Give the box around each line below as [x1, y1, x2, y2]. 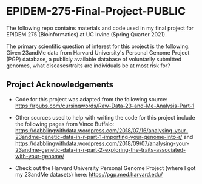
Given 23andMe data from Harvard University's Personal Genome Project [6, 49, 190, 56]
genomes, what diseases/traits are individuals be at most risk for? [6, 62, 171, 69]
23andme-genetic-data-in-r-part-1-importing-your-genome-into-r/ [15, 133, 183, 140]
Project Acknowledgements [6, 80, 114, 90]
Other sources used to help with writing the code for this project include [15, 114, 195, 121]
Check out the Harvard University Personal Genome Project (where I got [15, 164, 196, 171]
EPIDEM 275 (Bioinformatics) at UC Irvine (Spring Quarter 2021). [6, 30, 167, 38]
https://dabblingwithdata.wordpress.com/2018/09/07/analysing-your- [15, 140, 190, 147]
